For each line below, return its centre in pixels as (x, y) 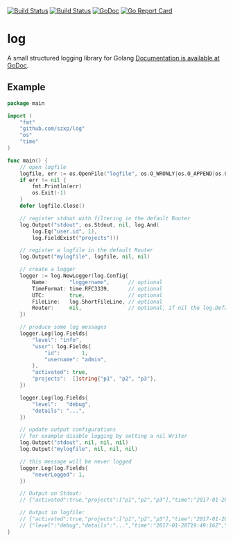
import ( (20, 116)
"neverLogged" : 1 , (59, 475)
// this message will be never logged (76, 461)
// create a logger (48, 270)
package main (26, 103)
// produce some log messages (63, 327)
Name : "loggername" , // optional (97, 282)
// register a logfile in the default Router (87, 250)
